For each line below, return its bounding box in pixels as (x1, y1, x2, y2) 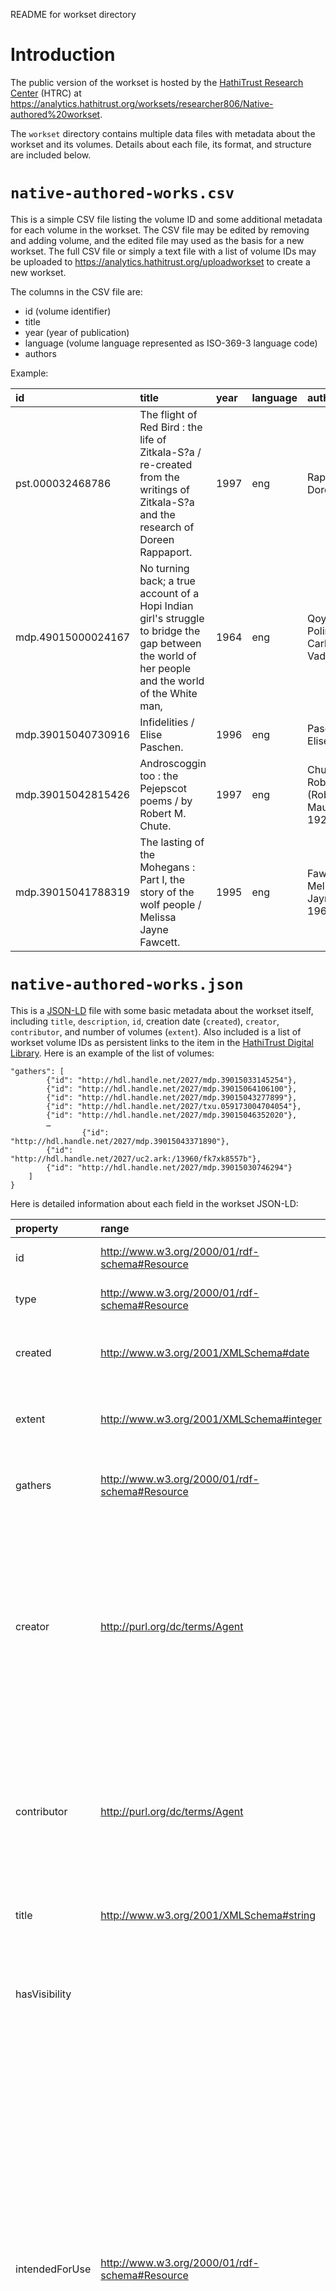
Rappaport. (139, 545, 193, 559)
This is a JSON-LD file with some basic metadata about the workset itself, (10, 1004, 314, 1016)
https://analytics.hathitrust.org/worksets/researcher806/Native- (10, 97, 274, 109)
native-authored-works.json (10, 975, 244, 994)
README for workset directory (10, 9, 137, 20)
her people (139, 661, 191, 675)
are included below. (10, 149, 92, 161)
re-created (139, 457, 193, 471)
